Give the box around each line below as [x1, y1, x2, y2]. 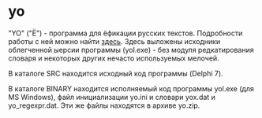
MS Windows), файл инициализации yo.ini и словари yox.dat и [8, 92, 215, 101]
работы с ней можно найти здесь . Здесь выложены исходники [8, 36, 221, 46]
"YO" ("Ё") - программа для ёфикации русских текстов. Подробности [8, 28, 243, 38]
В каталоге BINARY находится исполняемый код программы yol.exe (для [8, 83, 254, 93]
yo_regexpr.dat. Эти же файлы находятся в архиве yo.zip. [8, 101, 200, 110]
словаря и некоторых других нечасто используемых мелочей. [8, 53, 219, 63]
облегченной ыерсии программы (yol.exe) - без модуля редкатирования [8, 45, 254, 54]
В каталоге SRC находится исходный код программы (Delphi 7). [8, 68, 223, 78]
